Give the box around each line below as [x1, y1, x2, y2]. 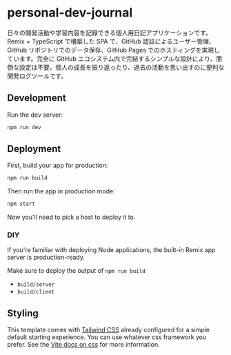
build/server [17, 281, 55, 288]
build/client [17, 289, 55, 296]
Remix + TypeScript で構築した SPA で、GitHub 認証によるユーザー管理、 [7, 37, 215, 46]
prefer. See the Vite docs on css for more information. [7, 340, 160, 349]
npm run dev [7, 124, 41, 131]
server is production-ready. [7, 253, 85, 262]
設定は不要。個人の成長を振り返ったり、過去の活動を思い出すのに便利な [19, 63, 225, 71]
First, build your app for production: [7, 161, 108, 170]
